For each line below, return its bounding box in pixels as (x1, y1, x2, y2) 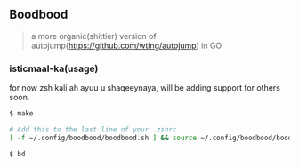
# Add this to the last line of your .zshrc (9, 124, 177, 134)
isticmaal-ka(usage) (9, 62, 99, 75)
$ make (9, 109, 34, 118)
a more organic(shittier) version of (30, 30, 158, 41)
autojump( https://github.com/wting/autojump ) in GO (30, 40, 222, 51)
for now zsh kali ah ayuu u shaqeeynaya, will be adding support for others (9, 83, 280, 93)
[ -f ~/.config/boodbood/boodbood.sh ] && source (9, 133, 198, 142)
